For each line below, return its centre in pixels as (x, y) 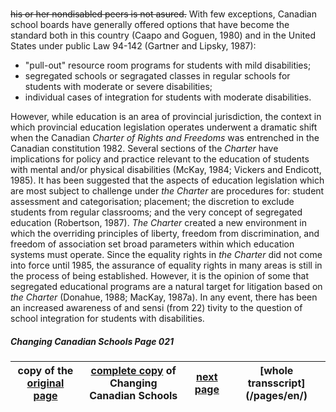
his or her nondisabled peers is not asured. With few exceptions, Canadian (163, 14)
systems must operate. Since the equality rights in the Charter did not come (166, 254)
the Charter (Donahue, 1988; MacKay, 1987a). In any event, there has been (164, 297)
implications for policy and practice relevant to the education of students (160, 159)
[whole (276, 370)
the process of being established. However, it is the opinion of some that (159, 275)
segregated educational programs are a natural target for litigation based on (166, 286)
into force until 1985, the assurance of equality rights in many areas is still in (166, 265)
